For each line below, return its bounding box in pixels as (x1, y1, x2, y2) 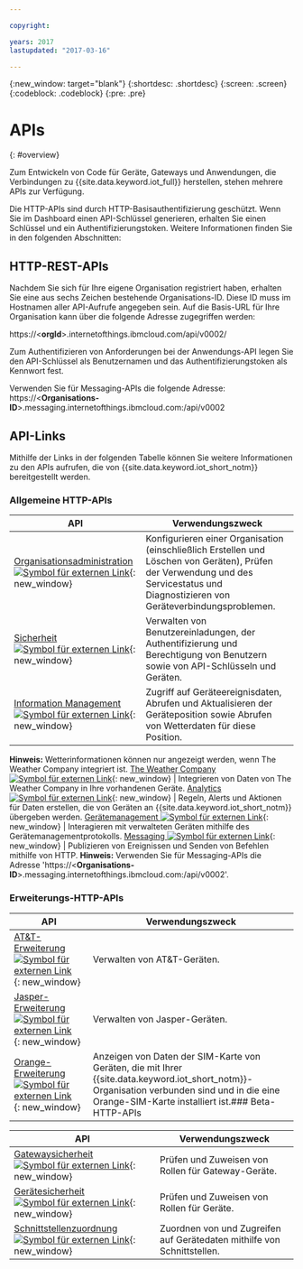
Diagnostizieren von (145, 588, 231, 601)
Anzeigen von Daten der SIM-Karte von (93, 1050, 262, 1062)
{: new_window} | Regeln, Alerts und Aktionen (111, 792, 282, 803)
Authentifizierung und (145, 637, 238, 650)
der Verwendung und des (145, 566, 253, 579)
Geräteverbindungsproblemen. (145, 600, 276, 613)
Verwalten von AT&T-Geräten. (93, 953, 220, 966)
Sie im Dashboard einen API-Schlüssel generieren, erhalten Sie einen (9, 213, 266, 224)
